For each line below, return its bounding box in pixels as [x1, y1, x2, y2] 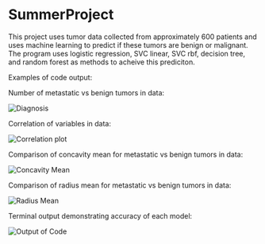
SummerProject [8, 6, 114, 24]
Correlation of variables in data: [8, 118, 111, 128]
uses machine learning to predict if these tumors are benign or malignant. [8, 40, 248, 49]
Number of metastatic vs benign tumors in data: [8, 87, 165, 97]
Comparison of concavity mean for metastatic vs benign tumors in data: [8, 149, 244, 159]
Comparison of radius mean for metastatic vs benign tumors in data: [8, 180, 232, 190]
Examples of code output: [8, 72, 93, 82]
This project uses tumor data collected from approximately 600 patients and [8, 32, 258, 41]
